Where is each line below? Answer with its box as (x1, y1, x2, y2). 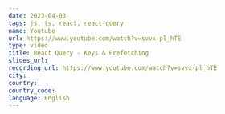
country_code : (8, 86, 56, 95)
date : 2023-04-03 (8, 11, 67, 20)
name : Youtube (8, 26, 56, 35)
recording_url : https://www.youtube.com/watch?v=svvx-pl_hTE (8, 64, 218, 72)
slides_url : (8, 57, 48, 65)
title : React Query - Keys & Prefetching (8, 49, 149, 57)
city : (8, 71, 27, 79)
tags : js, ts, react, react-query (8, 19, 125, 27)
